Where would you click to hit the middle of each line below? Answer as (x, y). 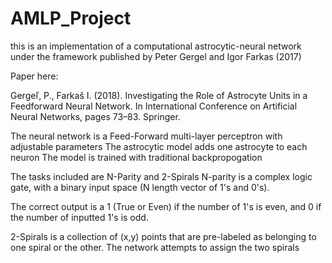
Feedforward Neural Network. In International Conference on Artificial (154, 106)
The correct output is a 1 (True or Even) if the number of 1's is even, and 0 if (166, 206)
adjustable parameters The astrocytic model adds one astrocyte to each (159, 146)
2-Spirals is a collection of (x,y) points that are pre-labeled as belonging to (163, 236)
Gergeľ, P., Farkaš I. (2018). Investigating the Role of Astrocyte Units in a (159, 95)
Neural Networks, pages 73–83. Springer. (95, 116)
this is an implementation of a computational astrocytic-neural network (156, 46)
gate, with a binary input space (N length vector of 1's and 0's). (140, 187)
